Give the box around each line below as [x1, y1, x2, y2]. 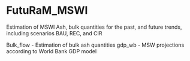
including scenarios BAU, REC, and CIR [6, 29, 103, 36]
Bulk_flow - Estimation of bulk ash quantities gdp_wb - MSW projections [6, 41, 185, 48]
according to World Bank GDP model [6, 47, 97, 54]
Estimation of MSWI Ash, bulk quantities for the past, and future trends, [6, 23, 182, 30]
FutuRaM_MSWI [6, 4, 88, 17]
